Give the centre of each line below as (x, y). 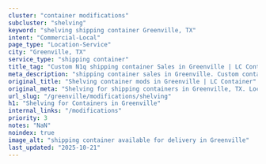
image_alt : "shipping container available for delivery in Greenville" (129, 140)
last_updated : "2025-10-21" (55, 147)
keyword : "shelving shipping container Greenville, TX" (102, 30)
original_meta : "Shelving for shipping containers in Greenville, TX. (127, 89)
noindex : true (32, 132)
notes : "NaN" (30, 125)
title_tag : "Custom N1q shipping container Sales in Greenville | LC (125, 67)
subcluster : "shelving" (47, 23)
